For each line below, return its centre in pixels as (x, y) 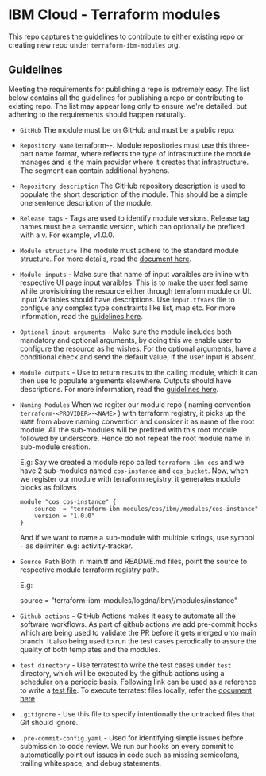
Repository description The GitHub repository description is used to (133, 186)
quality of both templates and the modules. (90, 649)
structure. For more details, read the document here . (106, 259)
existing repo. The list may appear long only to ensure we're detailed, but (128, 106)
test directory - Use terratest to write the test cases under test (125, 665)
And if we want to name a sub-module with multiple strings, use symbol (137, 537)
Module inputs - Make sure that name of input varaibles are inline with (134, 274)
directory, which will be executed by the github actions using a (122, 673)
